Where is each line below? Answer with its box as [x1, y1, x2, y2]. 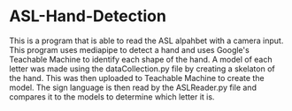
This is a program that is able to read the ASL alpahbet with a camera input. [9, 35, 284, 46]
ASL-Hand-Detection [9, 6, 166, 26]
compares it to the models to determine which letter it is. [9, 91, 215, 102]
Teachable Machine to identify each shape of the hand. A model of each [9, 54, 273, 64]
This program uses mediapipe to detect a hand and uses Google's [9, 44, 250, 55]
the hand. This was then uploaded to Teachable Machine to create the [9, 72, 265, 83]
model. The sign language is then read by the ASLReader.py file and [9, 82, 257, 92]
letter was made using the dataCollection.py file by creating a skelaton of [9, 63, 276, 74]
